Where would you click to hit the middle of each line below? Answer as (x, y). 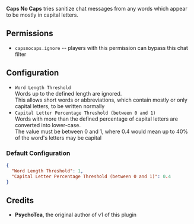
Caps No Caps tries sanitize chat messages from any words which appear (97, 9)
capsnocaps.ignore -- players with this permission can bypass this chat (101, 48)
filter (20, 54)
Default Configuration (38, 153)
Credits (20, 201)
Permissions (30, 34)
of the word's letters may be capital (58, 138)
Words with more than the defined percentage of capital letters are (96, 119)
